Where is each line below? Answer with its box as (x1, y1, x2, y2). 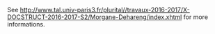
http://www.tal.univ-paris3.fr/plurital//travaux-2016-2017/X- (19, 6, 190, 14)
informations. (7, 20, 45, 28)
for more (183, 13, 209, 21)
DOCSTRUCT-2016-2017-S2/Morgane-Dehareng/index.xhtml (7, 13, 182, 21)
